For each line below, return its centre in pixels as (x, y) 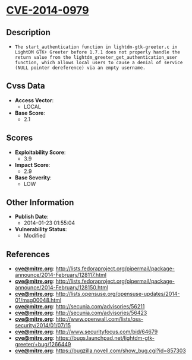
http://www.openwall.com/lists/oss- (100, 319)
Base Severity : (33, 177)
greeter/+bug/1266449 (43, 345)
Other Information (40, 203)
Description (28, 32)
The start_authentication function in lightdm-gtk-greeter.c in (96, 47)
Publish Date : (32, 217)
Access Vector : (34, 100)
